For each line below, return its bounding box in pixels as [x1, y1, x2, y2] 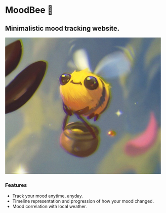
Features [5, 181, 27, 188]
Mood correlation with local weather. [12, 204, 87, 210]
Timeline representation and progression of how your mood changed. [12, 198, 154, 204]
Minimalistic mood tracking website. [5, 24, 120, 33]
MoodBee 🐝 [5, 4, 53, 16]
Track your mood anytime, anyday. [12, 193, 83, 199]
